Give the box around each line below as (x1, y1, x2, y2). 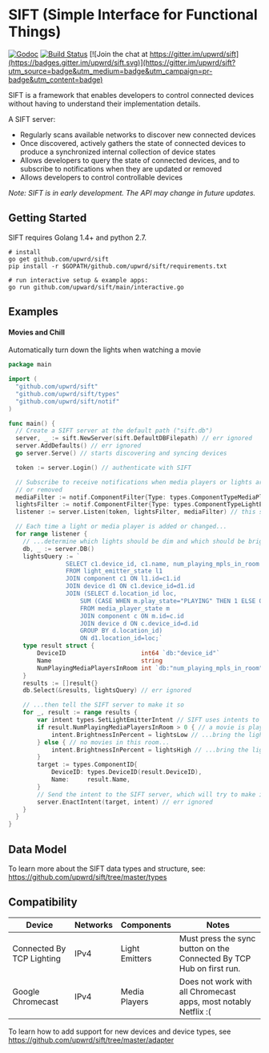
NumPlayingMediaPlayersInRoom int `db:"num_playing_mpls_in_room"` (37, 664, 267, 672)
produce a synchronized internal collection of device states (19, 147, 216, 156)
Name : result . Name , (50, 776, 130, 784)
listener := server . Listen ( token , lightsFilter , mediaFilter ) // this (15, 508, 256, 516)
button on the (179, 942, 230, 954)
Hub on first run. (179, 962, 241, 974)
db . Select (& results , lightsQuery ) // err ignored (22, 686, 192, 695)
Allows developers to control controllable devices (19, 172, 183, 182)
